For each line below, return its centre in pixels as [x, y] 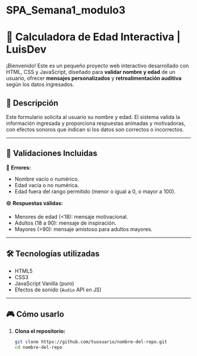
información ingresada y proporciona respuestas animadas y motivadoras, [96, 123]
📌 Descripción [32, 103]
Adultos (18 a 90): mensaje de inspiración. [65, 223]
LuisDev [26, 50]
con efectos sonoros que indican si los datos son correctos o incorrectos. [95, 129]
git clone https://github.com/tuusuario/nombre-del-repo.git [91, 342]
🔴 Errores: [18, 167]
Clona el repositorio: [40, 331]
